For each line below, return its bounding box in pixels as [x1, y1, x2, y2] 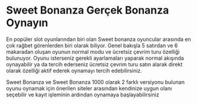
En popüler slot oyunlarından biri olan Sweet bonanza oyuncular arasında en [6, 35, 192, 43]
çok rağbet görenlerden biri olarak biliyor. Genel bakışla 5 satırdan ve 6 [6, 42, 178, 49]
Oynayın [6, 16, 48, 30]
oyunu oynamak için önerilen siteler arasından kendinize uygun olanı [6, 84, 172, 92]
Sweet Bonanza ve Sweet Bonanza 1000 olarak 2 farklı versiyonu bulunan [6, 78, 185, 86]
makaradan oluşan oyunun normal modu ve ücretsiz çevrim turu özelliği [6, 48, 180, 55]
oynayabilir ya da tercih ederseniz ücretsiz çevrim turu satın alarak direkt [6, 60, 183, 68]
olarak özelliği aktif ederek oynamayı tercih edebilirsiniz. [6, 67, 143, 74]
